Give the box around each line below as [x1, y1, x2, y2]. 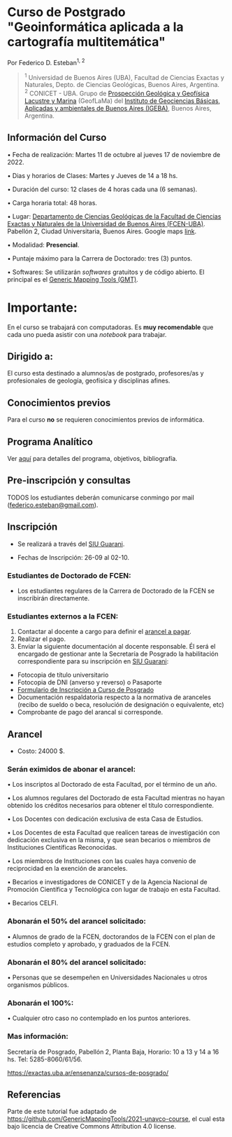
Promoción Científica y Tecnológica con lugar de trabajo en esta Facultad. [7, 886, 221, 894]
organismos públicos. [7, 981, 69, 989]
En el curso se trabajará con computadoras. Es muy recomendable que [7, 323, 214, 331]
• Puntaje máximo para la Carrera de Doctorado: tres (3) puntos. [7, 254, 193, 263]
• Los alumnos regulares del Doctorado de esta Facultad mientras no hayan [7, 794, 225, 802]
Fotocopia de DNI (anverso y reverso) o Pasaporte [17, 678, 162, 687]
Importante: [7, 299, 78, 315]
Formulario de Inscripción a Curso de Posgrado [17, 686, 154, 694]
